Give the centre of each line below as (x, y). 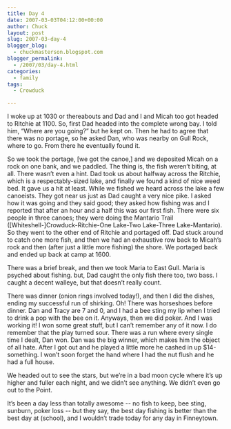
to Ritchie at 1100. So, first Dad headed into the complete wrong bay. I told (112, 124)
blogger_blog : (28, 46)
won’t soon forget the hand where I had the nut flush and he (129, 355)
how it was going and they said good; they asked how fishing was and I (109, 203)
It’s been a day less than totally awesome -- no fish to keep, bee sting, (107, 403)
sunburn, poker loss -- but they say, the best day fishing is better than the (112, 411)
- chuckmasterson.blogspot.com (58, 53)
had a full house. (31, 362)
